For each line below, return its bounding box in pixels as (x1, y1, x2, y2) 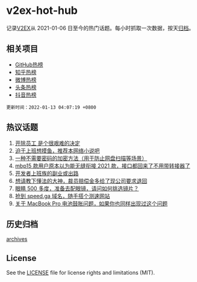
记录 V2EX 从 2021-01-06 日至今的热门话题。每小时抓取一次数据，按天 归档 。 (6, 24, 195, 31)
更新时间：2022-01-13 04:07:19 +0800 (6, 104, 96, 111)
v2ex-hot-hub (6, 4, 78, 18)
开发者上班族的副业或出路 (14, 170, 79, 177)
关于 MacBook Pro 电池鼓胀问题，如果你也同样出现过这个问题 (14, 200, 168, 207)
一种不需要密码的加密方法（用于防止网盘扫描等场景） (14, 155, 148, 162)
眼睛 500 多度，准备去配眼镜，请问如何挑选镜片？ (14, 185, 139, 192)
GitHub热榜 (14, 61, 43, 68)
